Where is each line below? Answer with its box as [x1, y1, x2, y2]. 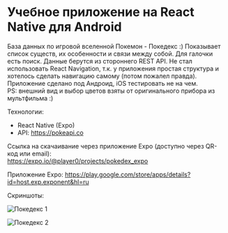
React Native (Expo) [17, 121, 75, 129]
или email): [20, 149, 52, 158]
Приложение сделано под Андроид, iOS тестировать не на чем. [7, 79, 199, 87]
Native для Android [7, 19, 122, 35]
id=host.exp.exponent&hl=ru [7, 177, 89, 186]
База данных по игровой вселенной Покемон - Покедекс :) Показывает [7, 42, 221, 50]
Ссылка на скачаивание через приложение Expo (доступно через [7, 142, 204, 150]
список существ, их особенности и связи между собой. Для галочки [7, 50, 213, 58]
